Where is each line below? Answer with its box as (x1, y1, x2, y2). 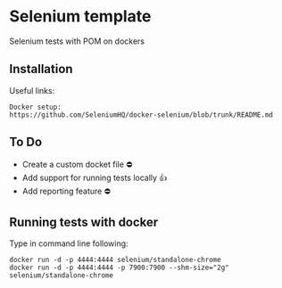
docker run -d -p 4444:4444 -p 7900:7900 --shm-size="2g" (9, 263, 229, 273)
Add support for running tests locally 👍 (21, 172, 168, 183)
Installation (9, 62, 73, 77)
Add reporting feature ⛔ (21, 185, 112, 196)
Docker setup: (9, 103, 62, 111)
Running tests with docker (9, 214, 159, 229)
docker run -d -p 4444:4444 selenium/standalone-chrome (9, 256, 221, 265)
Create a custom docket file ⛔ (21, 159, 133, 169)
